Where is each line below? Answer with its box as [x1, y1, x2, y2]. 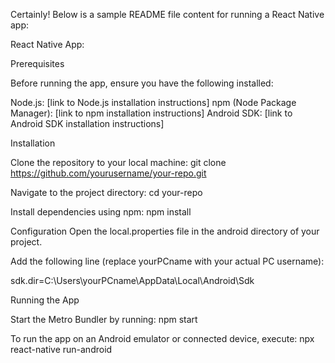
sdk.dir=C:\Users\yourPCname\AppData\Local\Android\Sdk [10, 275, 255, 286]
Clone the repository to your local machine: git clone [10, 157, 227, 168]
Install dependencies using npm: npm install [10, 206, 192, 218]
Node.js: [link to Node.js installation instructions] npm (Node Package [10, 97, 297, 108]
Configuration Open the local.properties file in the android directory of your [10, 225, 320, 237]
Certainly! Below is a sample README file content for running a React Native [10, 9, 325, 20]
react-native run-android [10, 344, 113, 355]
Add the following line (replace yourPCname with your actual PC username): [10, 255, 325, 267]
